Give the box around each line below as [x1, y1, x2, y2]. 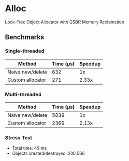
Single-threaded [5, 48, 44, 54]
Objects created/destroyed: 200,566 [12, 150, 85, 156]
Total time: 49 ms [12, 145, 47, 151]
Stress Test [5, 134, 32, 141]
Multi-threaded [5, 91, 42, 98]
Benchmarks [5, 33, 44, 41]
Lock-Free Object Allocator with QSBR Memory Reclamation [5, 19, 125, 25]
